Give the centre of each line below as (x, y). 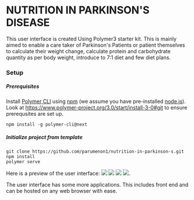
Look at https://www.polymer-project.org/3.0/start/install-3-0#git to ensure (97, 107)
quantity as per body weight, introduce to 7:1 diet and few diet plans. (89, 57)
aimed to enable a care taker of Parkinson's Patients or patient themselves (96, 45)
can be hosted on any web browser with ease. (62, 191)
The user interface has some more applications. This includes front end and (97, 184)
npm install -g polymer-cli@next (47, 124)
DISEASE (28, 23)
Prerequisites (23, 87)
